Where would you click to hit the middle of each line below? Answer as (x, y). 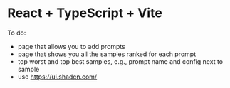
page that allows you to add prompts (72, 46)
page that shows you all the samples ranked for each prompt (107, 54)
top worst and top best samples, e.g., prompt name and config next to (120, 61)
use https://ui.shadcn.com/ (57, 77)
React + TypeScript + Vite (85, 13)
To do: (17, 33)
